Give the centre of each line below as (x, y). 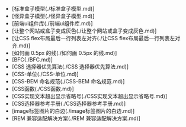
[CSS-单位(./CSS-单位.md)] (45, 74)
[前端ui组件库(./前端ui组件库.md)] (52, 23)
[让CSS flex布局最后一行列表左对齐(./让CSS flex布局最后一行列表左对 (96, 38)
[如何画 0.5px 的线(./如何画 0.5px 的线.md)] (64, 53)
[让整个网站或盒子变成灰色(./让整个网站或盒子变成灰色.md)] (84, 31)
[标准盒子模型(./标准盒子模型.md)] (53, 9)
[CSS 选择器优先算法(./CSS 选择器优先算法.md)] (70, 66)
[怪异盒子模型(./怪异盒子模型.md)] (53, 16)
